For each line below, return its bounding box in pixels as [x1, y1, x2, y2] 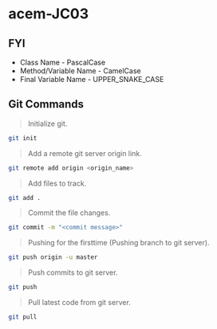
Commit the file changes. [27, 208, 111, 217]
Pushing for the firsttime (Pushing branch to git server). [27, 238, 210, 248]
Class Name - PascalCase [19, 57, 106, 67]
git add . [8, 194, 41, 202]
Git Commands [8, 97, 85, 112]
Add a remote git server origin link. [27, 148, 142, 158]
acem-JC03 [8, 5, 89, 23]
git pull [8, 313, 37, 321]
